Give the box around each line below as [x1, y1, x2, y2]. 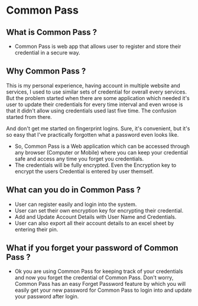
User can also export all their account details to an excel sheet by [14, 220, 174, 227]
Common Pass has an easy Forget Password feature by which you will [14, 281, 186, 288]
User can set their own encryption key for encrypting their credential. [14, 207, 184, 214]
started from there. [6, 113, 52, 120]
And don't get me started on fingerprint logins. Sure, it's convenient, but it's [6, 125, 190, 132]
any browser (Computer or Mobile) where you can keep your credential [14, 149, 188, 156]
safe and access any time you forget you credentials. [14, 155, 144, 162]
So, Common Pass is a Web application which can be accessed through [14, 143, 190, 150]
